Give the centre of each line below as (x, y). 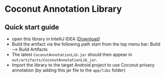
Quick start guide (32, 27)
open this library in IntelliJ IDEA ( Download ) (56, 39)
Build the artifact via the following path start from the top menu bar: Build (86, 44)
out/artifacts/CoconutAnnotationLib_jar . (54, 60)
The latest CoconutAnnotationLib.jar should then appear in (72, 54)
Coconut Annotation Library (63, 9)
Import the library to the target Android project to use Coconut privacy (83, 65)
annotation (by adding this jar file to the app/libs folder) (68, 70)
